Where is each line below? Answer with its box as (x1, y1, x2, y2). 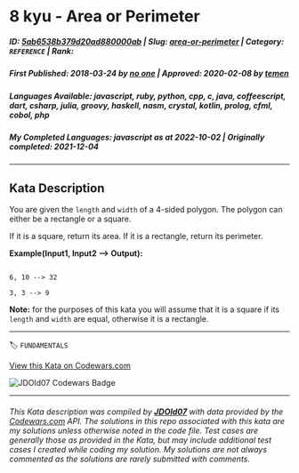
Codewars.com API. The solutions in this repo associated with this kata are (9, 415, 286, 426)
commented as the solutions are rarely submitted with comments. (9, 453, 251, 464)
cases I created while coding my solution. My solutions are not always (9, 444, 268, 454)
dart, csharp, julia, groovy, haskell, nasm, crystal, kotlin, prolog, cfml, (9, 100, 273, 110)
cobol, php (9, 109, 50, 120)
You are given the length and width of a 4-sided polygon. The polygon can (9, 204, 283, 215)
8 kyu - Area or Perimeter (9, 6, 200, 27)
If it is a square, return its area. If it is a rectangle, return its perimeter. (9, 231, 263, 242)
